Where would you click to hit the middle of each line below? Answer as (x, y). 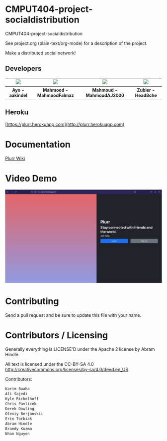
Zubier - (146, 90)
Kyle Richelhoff (22, 399)
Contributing (32, 302)
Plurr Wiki (15, 158)
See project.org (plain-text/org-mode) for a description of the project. (76, 43)
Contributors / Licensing (57, 335)
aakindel (18, 95)
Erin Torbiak (19, 419)
